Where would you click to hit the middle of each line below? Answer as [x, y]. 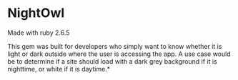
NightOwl [36, 13]
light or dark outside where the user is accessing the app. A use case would [119, 54]
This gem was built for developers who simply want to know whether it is [115, 46]
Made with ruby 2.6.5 [39, 33]
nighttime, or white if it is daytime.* [59, 69]
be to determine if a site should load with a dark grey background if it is [112, 61]
